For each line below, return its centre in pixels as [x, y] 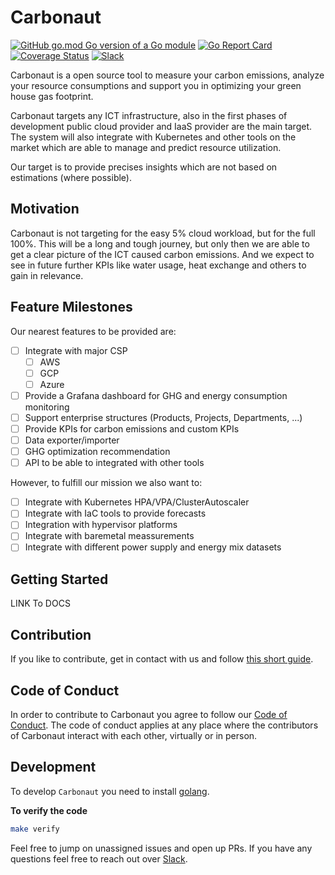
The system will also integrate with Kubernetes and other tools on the [153, 137]
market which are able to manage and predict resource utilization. [146, 147]
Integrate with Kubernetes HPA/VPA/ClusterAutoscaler [137, 502]
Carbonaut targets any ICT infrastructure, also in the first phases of [149, 115]
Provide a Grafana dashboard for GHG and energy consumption [156, 395]
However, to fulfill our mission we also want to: [106, 483]
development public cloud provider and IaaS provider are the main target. [161, 126]
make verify [35, 829]
